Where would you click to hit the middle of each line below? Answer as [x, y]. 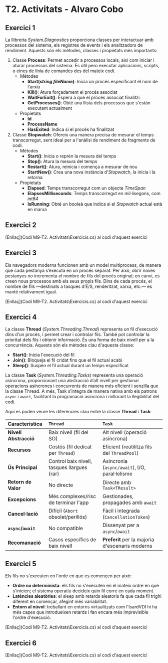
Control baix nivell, [70, 461]
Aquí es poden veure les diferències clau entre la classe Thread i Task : [78, 412]
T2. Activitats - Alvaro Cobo [64, 9]
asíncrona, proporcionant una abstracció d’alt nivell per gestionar [72, 381]
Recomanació [24, 543]
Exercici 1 [20, 28]
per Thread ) [62, 453]
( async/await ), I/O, [124, 467]
